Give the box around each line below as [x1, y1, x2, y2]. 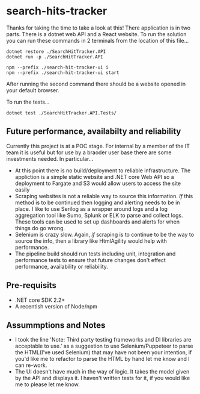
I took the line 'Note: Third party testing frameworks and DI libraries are [14, 336, 192, 343]
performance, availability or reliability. [14, 263, 108, 270]
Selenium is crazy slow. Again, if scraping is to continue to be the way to [14, 231, 194, 238]
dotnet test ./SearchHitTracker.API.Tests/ [6, 110, 117, 116]
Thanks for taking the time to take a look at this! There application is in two [6, 24, 191, 31]
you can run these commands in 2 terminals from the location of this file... [6, 37, 189, 44]
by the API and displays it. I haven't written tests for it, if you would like [14, 375, 190, 382]
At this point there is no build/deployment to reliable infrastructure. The [14, 167, 191, 174]
